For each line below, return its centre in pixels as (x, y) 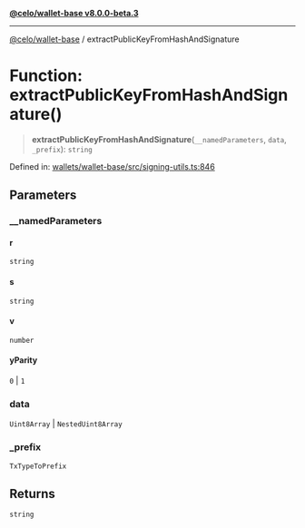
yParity (24, 360)
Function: (46, 76)
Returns (33, 494)
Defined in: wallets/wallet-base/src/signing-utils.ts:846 (112, 166)
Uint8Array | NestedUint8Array (66, 424)
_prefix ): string (62, 149)
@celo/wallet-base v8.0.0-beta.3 (74, 13)
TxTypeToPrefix (38, 466)
